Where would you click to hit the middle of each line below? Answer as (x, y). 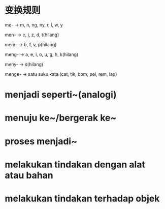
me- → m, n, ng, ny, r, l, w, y (34, 25)
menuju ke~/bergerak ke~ (61, 118)
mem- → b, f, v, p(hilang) (31, 44)
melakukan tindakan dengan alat (75, 165)
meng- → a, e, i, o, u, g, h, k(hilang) (42, 54)
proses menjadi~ (41, 141)
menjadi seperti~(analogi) (61, 95)
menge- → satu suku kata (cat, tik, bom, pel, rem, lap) (61, 74)
